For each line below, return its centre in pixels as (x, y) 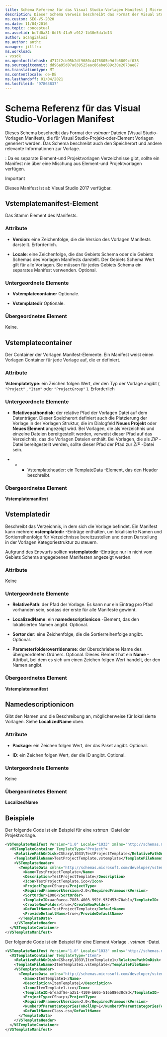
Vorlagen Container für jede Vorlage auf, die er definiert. (63, 360)
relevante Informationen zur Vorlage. (43, 148)
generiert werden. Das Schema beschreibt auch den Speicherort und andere (83, 143)
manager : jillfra (23, 47)
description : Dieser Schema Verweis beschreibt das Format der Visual (80, 14)
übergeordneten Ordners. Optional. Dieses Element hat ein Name (79, 655)
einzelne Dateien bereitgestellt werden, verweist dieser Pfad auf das (82, 433)
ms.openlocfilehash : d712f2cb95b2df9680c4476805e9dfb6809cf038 (72, 61)
